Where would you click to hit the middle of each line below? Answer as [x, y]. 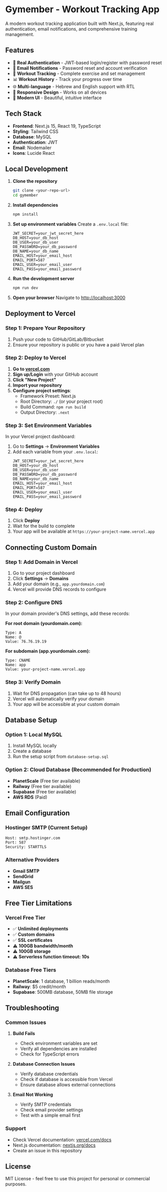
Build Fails [24, 1034]
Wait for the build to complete [44, 526]
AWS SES [23, 887]
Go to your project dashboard [44, 573]
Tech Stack [23, 114]
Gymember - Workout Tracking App [82, 9]
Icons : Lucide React [34, 153]
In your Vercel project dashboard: [40, 437]
